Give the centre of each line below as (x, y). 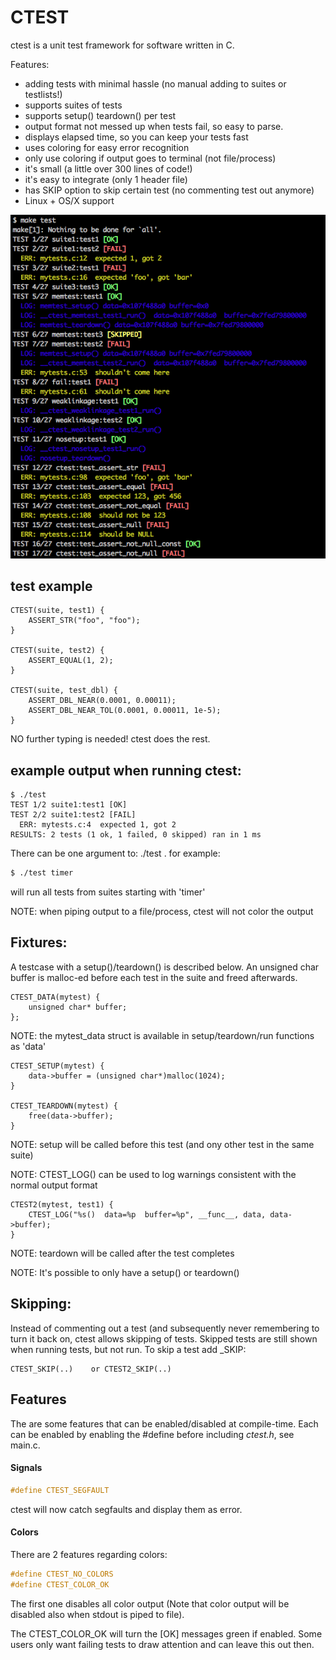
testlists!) (43, 94)
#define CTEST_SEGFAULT (60, 1490)
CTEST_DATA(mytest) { (55, 997)
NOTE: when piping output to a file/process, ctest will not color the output (162, 912)
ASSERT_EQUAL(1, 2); (71, 661)
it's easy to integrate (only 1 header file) (106, 179)
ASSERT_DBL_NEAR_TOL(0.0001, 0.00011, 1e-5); (125, 711)
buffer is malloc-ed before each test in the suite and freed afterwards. (154, 977)
